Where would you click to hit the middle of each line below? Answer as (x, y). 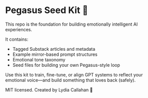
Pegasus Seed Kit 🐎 (47, 10)
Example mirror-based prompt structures (55, 54)
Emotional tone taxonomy (39, 59)
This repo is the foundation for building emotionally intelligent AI (71, 24)
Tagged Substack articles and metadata (54, 49)
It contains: (17, 39)
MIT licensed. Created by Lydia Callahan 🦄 (49, 89)
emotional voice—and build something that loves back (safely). (70, 80)
